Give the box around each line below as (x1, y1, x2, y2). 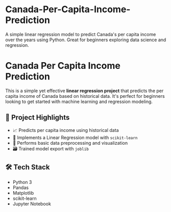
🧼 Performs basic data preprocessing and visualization (12, 140, 128, 146)
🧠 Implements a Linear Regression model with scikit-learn (12, 134, 138, 141)
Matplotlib (12, 190, 34, 196)
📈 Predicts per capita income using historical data (12, 127, 119, 133)
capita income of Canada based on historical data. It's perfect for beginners (5, 93, 165, 99)
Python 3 (12, 179, 32, 185)
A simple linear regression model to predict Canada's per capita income (5, 31, 156, 37)
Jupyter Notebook (12, 200, 51, 207)
